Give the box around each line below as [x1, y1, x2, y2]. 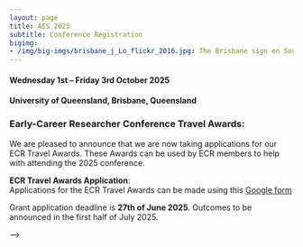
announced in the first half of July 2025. [9, 211, 159, 222]
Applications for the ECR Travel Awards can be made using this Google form [9, 184, 293, 195]
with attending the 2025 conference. [9, 157, 146, 168]
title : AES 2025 [9, 22, 70, 31]
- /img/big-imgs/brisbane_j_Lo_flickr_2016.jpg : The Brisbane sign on [9, 47, 280, 56]
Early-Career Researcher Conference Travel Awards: [9, 118, 245, 131]
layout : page [9, 13, 59, 23]
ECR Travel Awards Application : [9, 175, 131, 186]
